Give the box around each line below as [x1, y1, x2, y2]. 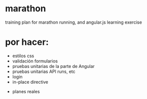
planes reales [12, 88, 40, 94]
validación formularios [12, 58, 58, 64]
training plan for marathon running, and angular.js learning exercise [5, 19, 142, 25]
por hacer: [5, 36, 49, 48]
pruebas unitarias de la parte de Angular [12, 63, 95, 69]
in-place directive [12, 79, 49, 85]
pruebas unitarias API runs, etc [12, 68, 76, 74]
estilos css [12, 53, 35, 59]
